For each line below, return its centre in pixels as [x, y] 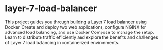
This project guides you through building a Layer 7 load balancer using [76, 22]
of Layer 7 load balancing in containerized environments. [62, 42]
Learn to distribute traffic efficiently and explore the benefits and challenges [81, 37]
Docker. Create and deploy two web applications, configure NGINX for [76, 27]
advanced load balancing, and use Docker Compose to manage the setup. [80, 32]
